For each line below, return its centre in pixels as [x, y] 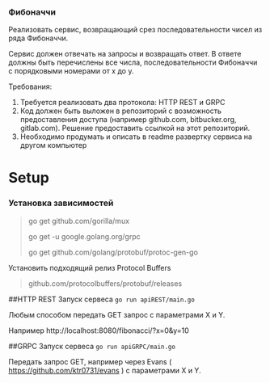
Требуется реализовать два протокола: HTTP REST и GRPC [122, 103]
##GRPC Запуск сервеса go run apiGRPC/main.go [92, 346]
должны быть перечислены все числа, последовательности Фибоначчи [133, 62]
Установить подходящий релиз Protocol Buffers [90, 267]
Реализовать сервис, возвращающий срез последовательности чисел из [135, 30]
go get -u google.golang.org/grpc [84, 236]
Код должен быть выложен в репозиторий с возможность [121, 111]
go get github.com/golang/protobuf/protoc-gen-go [113, 252]
